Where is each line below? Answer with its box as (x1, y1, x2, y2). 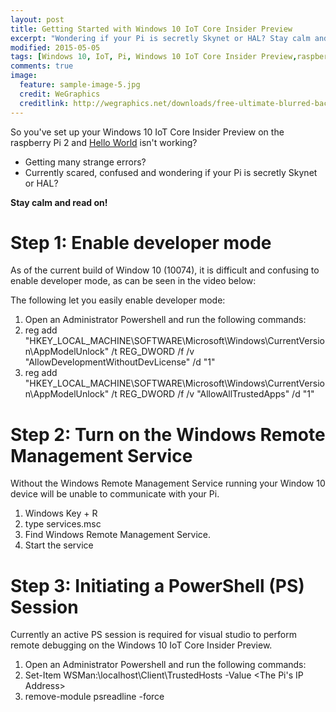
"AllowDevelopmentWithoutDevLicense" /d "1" (24, 356, 216, 368)
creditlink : (19, 98, 70, 108)
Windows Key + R (24, 507, 98, 520)
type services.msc (24, 518, 102, 530)
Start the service (24, 539, 94, 551)
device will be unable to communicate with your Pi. (10, 488, 220, 500)
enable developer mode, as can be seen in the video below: (10, 275, 257, 287)
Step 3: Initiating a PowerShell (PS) (10, 574, 305, 597)
